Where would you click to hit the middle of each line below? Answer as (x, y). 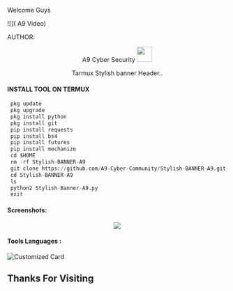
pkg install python (39, 117)
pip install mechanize (43, 149)
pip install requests (42, 129)
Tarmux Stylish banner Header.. (117, 73)
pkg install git (34, 123)
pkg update (26, 104)
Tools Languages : (34, 241)
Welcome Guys (29, 10)
